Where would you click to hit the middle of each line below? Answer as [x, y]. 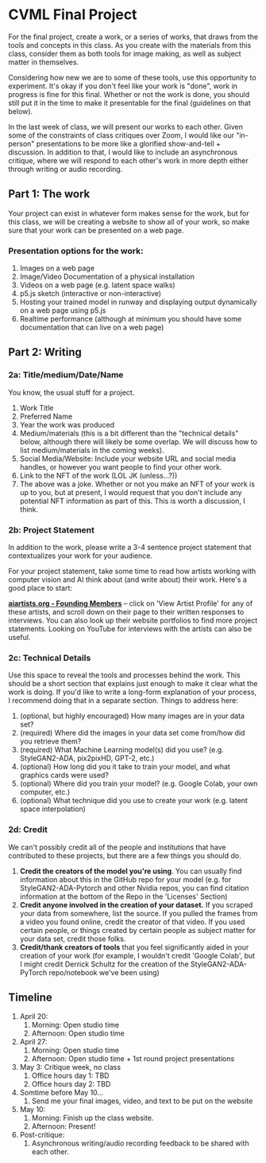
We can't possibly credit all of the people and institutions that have [117, 847]
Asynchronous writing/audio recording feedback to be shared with [140, 1143]
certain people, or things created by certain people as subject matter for [138, 930]
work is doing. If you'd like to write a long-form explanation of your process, [132, 692]
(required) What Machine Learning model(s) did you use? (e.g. [121, 750]
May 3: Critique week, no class [70, 1067]
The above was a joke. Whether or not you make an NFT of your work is [137, 484]
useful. [19, 638]
